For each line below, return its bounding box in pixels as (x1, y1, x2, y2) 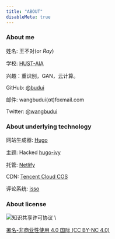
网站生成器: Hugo (6, 136, 48, 144)
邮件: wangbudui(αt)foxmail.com (6, 96, 85, 103)
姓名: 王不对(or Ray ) (6, 47, 54, 54)
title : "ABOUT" (6, 8, 43, 15)
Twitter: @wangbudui (6, 108, 58, 115)
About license (6, 200, 47, 209)
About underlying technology (6, 122, 92, 131)
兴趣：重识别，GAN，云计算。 (6, 72, 79, 79)
